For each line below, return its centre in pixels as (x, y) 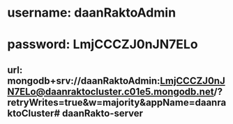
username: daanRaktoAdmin (92, 13)
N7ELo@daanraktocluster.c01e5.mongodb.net (111, 91)
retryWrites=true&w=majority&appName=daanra (117, 102)
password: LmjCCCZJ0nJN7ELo (103, 45)
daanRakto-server (103, 113)
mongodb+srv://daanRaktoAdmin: (84, 81)
